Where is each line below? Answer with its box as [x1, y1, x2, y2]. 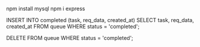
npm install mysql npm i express [6, 5, 85, 12]
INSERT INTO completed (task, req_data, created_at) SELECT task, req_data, [6, 17, 194, 23]
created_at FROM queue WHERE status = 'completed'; [6, 23, 140, 30]
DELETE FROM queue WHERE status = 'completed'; [6, 35, 133, 41]
